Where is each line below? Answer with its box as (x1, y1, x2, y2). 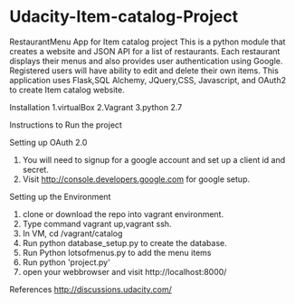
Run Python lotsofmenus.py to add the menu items (22, 247, 212, 258)
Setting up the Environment (9, 191, 111, 202)
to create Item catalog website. (9, 84, 125, 95)
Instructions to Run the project (9, 119, 122, 130)
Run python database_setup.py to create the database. (22, 237, 228, 248)
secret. (22, 164, 50, 175)
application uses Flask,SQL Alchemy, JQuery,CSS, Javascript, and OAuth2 (9, 74, 287, 85)
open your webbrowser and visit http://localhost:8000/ (22, 266, 227, 277)
